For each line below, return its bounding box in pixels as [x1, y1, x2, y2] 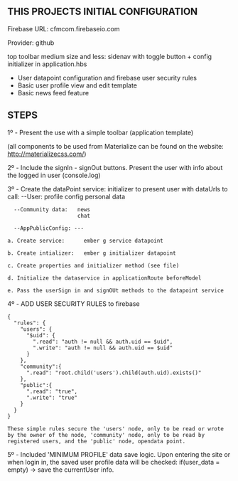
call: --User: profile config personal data [7, 192, 126, 201]
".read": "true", [26, 388, 78, 395]
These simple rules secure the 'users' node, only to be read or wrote [7, 425, 224, 433]
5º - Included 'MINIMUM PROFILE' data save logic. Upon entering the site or [7, 450, 231, 458]
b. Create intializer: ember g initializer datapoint [7, 249, 176, 257]
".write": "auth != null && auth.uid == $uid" [33, 344, 173, 351]
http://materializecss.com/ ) [7, 149, 87, 158]
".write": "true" [26, 394, 78, 401]
